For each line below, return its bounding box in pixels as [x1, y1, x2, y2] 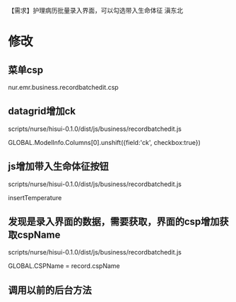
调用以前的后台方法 [8, 284, 92, 296]
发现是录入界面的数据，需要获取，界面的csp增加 [8, 216, 220, 228]
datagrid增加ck [8, 105, 76, 117]
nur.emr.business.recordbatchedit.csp [8, 83, 119, 91]
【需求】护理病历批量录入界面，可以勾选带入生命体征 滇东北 [8, 6, 183, 14]
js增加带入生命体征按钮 [8, 161, 109, 173]
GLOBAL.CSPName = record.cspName [8, 262, 120, 270]
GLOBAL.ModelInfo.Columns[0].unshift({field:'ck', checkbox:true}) [8, 138, 201, 146]
